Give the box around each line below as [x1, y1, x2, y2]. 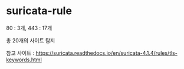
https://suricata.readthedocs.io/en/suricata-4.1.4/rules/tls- [35, 49, 178, 57]
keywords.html [6, 56, 42, 63]
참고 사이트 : [6, 49, 35, 57]
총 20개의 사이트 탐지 [6, 37, 55, 44]
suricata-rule [6, 4, 73, 18]
